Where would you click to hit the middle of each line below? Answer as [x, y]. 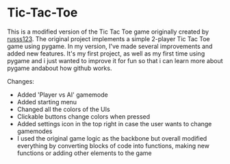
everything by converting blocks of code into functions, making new [113, 145]
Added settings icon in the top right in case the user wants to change [114, 124]
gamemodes [35, 131]
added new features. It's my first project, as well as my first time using [106, 54]
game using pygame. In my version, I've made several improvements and [110, 46]
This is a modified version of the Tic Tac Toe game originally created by [108, 32]
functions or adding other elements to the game [84, 153]
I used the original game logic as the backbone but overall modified [112, 138]
